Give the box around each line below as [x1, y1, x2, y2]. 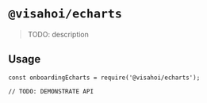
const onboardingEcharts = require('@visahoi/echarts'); [8, 74, 201, 82]
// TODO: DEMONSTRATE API [8, 87, 94, 95]
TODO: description [27, 29, 90, 39]
